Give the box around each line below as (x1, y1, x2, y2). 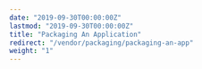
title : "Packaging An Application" (9, 30, 142, 39)
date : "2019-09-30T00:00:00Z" (9, 13, 122, 22)
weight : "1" (9, 47, 54, 56)
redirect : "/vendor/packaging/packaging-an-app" (9, 38, 194, 47)
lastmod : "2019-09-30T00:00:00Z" (9, 22, 134, 30)
